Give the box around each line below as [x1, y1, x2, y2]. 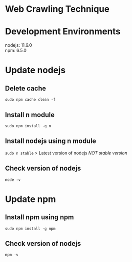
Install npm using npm [5, 213, 74, 222]
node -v [5, 177, 21, 182]
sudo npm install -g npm [5, 226, 56, 231]
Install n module [5, 111, 55, 119]
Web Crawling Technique [5, 3, 110, 15]
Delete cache [5, 84, 46, 92]
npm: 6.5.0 [5, 48, 27, 54]
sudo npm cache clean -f [5, 97, 56, 102]
